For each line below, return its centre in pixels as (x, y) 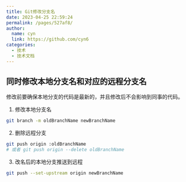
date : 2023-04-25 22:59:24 (40, 17)
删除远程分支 (30, 133)
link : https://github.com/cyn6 (50, 39)
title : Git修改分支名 (31, 12)
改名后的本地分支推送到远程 (49, 162)
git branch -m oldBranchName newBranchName (61, 121)
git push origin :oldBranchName (46, 144)
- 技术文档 (23, 56)
